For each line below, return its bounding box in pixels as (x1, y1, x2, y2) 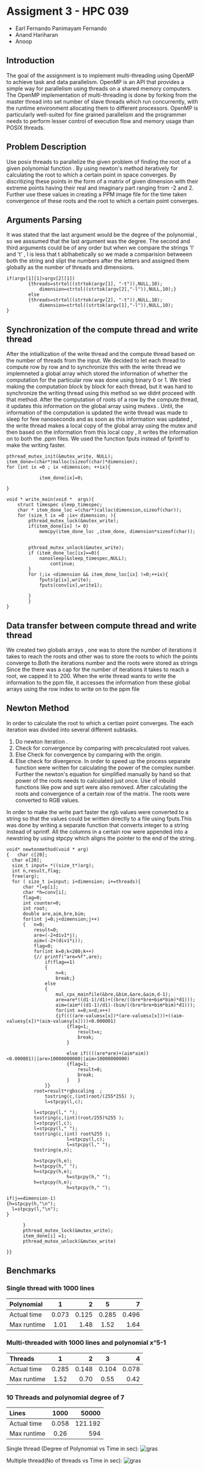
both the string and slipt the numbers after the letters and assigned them (6, 257, 190, 264)
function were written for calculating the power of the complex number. (15, 764, 196, 771)
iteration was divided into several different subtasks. (6, 726, 138, 733)
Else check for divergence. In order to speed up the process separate (15, 757, 191, 764)
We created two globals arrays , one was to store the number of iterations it (6, 646, 197, 653)
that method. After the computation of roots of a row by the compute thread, (6, 396, 199, 403)
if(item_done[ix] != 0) (28, 523, 89, 529)
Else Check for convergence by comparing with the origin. (15, 750, 163, 758)
